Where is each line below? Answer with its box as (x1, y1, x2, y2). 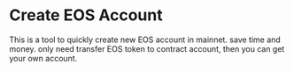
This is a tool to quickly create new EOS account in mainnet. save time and (9, 34, 281, 45)
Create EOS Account (9, 5, 163, 25)
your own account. (9, 53, 78, 63)
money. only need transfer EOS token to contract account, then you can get (9, 43, 285, 54)
